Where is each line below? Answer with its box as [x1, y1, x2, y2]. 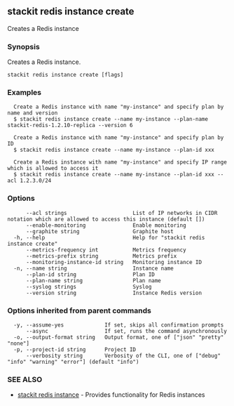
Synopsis [7, 41, 40, 51]
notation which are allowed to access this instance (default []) [7, 216, 205, 223]
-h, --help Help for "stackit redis [13, 234, 205, 241]
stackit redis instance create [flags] [7, 72, 124, 79]
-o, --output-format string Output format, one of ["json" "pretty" [13, 334, 224, 341]
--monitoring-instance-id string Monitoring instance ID [25, 258, 202, 266]
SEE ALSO [7, 374, 43, 384]
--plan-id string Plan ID [25, 270, 156, 278]
